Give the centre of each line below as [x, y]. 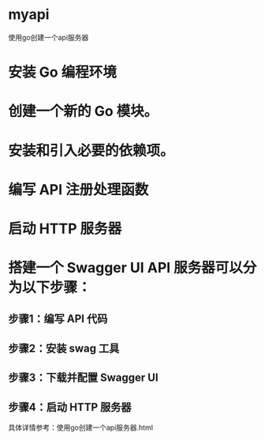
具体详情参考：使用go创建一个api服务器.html [81, 427]
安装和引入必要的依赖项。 [91, 150]
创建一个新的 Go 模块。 [83, 111]
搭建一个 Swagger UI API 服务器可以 [125, 268]
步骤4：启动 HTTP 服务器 [70, 407]
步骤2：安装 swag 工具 [64, 348]
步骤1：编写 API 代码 [58, 319]
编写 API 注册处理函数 [78, 189]
